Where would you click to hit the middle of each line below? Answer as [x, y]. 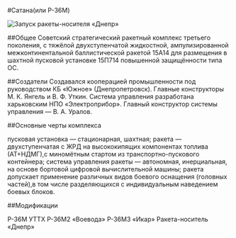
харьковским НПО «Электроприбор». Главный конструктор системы [112, 104]
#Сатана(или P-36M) [39, 10]
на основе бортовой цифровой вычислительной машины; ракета [106, 169]
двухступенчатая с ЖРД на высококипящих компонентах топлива [108, 147]
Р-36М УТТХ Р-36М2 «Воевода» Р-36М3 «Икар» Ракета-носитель [108, 219]
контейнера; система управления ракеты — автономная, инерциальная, [118, 161]
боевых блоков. [31, 192]
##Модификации [33, 205]
